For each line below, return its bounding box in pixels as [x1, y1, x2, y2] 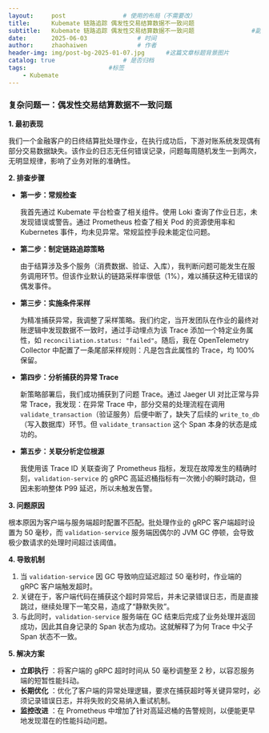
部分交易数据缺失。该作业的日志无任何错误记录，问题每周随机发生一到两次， [8, 146, 261, 155]
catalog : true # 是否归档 [8, 57, 155, 65]
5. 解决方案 [8, 648, 45, 658]
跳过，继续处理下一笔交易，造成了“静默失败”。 [19, 602, 175, 611]
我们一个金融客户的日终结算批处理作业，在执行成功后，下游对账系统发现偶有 [8, 135, 261, 145]
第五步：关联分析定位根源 [19, 446, 105, 456]
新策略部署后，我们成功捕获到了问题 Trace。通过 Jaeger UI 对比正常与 [19, 389, 253, 399]
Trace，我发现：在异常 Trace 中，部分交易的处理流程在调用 [29, 399, 226, 409]
